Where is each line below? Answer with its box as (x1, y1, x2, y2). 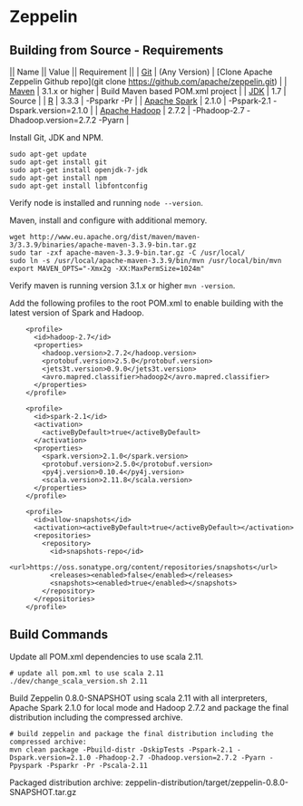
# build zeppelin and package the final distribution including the (9, 729, 274, 738)
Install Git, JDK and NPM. (9, 132, 104, 142)
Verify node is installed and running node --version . (9, 198, 204, 208)
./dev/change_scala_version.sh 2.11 (9, 676, 148, 685)
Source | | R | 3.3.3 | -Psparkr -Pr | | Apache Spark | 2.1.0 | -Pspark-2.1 (9, 95, 272, 106)
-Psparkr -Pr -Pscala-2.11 (45, 761, 148, 770)
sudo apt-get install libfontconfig (9, 181, 148, 190)
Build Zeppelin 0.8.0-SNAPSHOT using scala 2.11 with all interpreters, (9, 692, 268, 704)
